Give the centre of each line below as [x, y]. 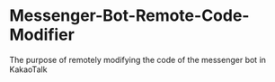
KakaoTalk [28, 69]
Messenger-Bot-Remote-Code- [129, 16]
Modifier [42, 35]
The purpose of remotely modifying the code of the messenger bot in [138, 59]
